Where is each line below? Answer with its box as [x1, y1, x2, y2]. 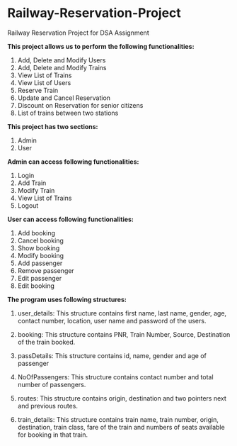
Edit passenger [17, 274, 62, 282]
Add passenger [17, 259, 63, 267]
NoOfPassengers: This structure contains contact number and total [17, 372, 214, 381]
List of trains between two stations [17, 108, 119, 117]
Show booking [17, 243, 60, 252]
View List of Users [17, 78, 71, 87]
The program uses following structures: [7, 295, 127, 303]
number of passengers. [17, 380, 86, 389]
